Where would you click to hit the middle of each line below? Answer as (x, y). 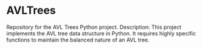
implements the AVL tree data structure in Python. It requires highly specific (101, 33)
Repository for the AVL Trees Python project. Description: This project (94, 27)
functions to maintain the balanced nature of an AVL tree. (78, 40)
